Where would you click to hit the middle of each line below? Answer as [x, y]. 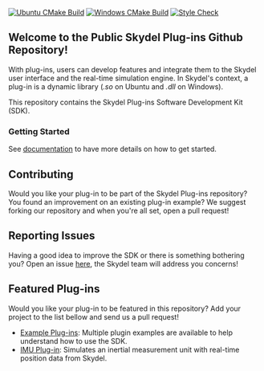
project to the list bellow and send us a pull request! [93, 316]
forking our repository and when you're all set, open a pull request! [119, 210]
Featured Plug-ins [54, 289]
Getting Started [39, 131]
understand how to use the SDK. [73, 340]
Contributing [41, 174]
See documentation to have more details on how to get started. [112, 149]
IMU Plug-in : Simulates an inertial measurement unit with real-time [130, 349]
